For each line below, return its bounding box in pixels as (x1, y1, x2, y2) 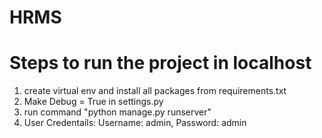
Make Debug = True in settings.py (23, 96, 164, 108)
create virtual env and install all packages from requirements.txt (23, 85, 287, 97)
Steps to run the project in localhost (9, 52, 312, 75)
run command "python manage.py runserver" (23, 106, 212, 118)
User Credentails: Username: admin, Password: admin (23, 117, 247, 129)
